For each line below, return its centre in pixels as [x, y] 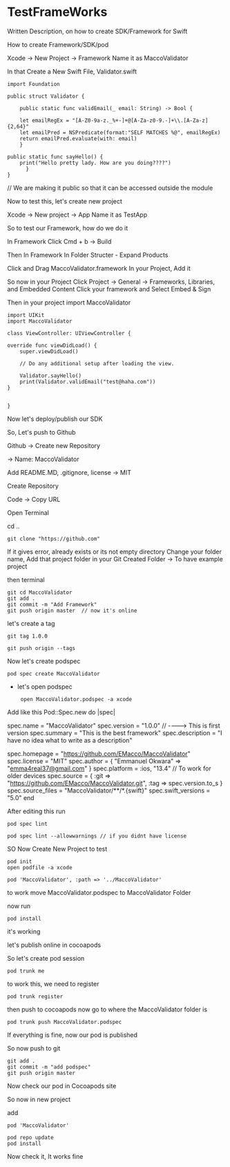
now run [19, 906]
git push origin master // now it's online [72, 610]
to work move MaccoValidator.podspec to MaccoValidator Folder [99, 892]
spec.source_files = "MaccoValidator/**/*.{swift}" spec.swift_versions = [109, 790]
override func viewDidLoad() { [52, 345]
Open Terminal [28, 512]
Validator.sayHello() [50, 376]
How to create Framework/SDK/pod [58, 44]
